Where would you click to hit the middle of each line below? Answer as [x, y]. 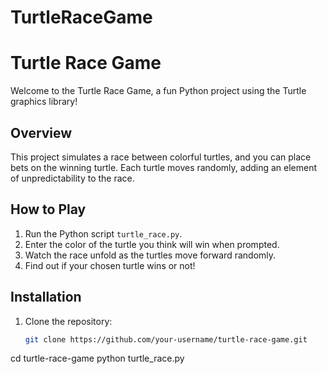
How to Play [48, 209]
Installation [46, 297]
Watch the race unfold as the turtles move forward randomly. [150, 255]
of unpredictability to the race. [72, 178]
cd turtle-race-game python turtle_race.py [97, 358]
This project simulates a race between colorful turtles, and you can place [161, 157]
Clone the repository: [68, 321]
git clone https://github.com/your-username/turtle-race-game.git [166, 339]
